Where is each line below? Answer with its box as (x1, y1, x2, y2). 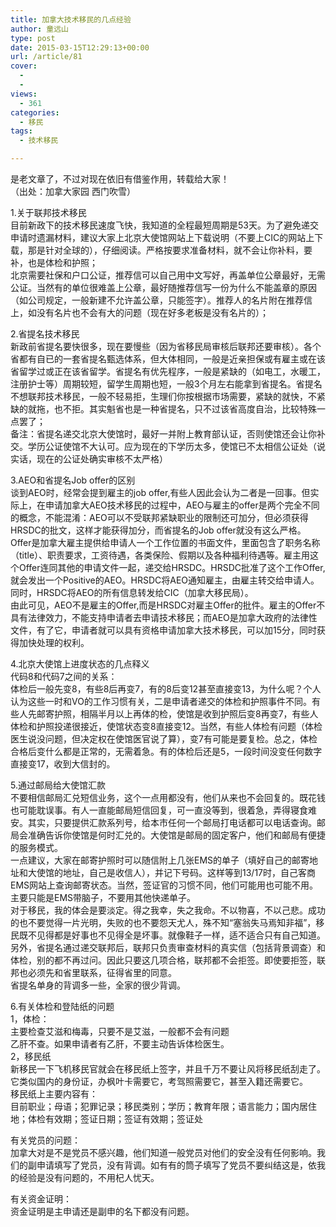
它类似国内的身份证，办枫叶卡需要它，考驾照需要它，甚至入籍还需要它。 (10, 1076, 308, 1087)
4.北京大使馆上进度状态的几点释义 (10, 658, 150, 670)
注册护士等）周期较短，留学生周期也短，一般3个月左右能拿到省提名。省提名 (10, 378, 323, 390)
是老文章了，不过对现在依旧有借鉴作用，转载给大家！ (10, 173, 230, 185)
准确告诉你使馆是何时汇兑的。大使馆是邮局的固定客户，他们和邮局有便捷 (27, 829, 326, 841)
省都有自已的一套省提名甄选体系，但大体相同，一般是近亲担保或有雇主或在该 (10, 353, 326, 365)
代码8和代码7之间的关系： (10, 671, 118, 682)
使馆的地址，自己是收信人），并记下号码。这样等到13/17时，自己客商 (36, 867, 317, 878)
